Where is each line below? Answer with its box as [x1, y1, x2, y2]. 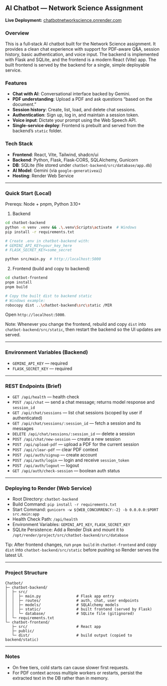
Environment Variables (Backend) [5, 349, 88, 356]
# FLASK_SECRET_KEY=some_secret [5, 248, 72, 253]
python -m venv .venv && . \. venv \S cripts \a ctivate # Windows [5, 225, 137, 230]
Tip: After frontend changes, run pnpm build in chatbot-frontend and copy [5, 541, 157, 548]
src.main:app [12, 512, 40, 517]
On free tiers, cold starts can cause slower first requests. [12, 664, 129, 670]
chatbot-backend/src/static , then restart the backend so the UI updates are [5, 326, 162, 332]
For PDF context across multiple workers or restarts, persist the [12, 670, 143, 676]
